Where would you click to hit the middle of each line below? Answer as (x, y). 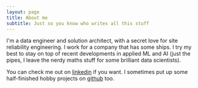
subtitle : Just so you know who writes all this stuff (78, 23)
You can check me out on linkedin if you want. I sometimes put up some (97, 72)
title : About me (27, 18)
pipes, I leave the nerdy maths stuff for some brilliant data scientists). (94, 60)
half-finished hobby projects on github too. (60, 79)
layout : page (23, 12)
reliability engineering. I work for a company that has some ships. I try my (99, 47)
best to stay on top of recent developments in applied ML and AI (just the (99, 54)
